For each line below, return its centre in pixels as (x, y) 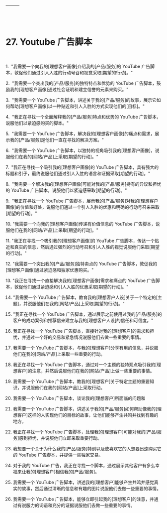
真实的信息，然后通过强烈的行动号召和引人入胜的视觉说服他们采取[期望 (87, 247)
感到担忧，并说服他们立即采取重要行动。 (60, 438)
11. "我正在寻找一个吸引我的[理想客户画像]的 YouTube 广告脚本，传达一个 (80, 241)
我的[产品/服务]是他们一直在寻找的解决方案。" (57, 139)
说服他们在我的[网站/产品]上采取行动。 (66, 387)
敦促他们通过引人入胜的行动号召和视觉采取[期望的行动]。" (74, 72)
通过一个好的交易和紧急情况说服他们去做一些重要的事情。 (85, 337)
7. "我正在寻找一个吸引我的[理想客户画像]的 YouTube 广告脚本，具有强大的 (82, 167)
